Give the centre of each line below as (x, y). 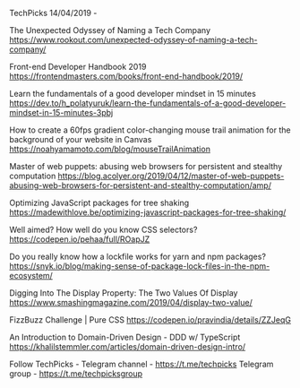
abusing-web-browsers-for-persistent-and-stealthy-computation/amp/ (140, 185)
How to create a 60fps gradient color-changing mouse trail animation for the (150, 130)
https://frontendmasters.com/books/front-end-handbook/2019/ (126, 76)
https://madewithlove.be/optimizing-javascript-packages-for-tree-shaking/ (148, 212)
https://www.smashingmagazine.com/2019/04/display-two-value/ (131, 302)
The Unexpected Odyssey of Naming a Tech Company (110, 30)
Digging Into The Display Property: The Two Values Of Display (124, 293)
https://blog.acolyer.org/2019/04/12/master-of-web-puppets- (171, 176)
